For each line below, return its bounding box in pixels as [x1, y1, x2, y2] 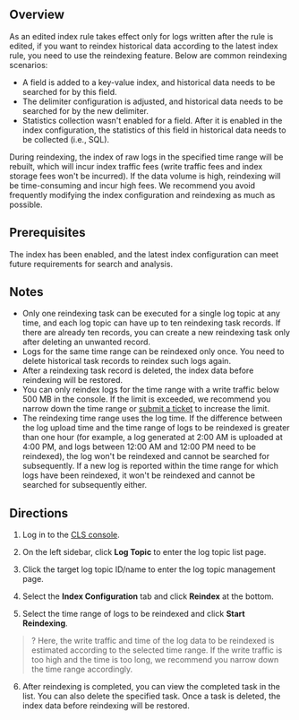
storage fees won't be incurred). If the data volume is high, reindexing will [9, 170, 281, 181]
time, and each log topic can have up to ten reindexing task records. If [21, 317, 281, 328]
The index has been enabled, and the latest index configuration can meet [9, 248, 279, 259]
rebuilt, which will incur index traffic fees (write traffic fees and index [9, 160, 263, 171]
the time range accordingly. [30, 664, 133, 675]
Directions [9, 506, 69, 521]
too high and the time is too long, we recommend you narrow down [30, 655, 279, 665]
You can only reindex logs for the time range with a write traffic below [21, 385, 280, 395]
